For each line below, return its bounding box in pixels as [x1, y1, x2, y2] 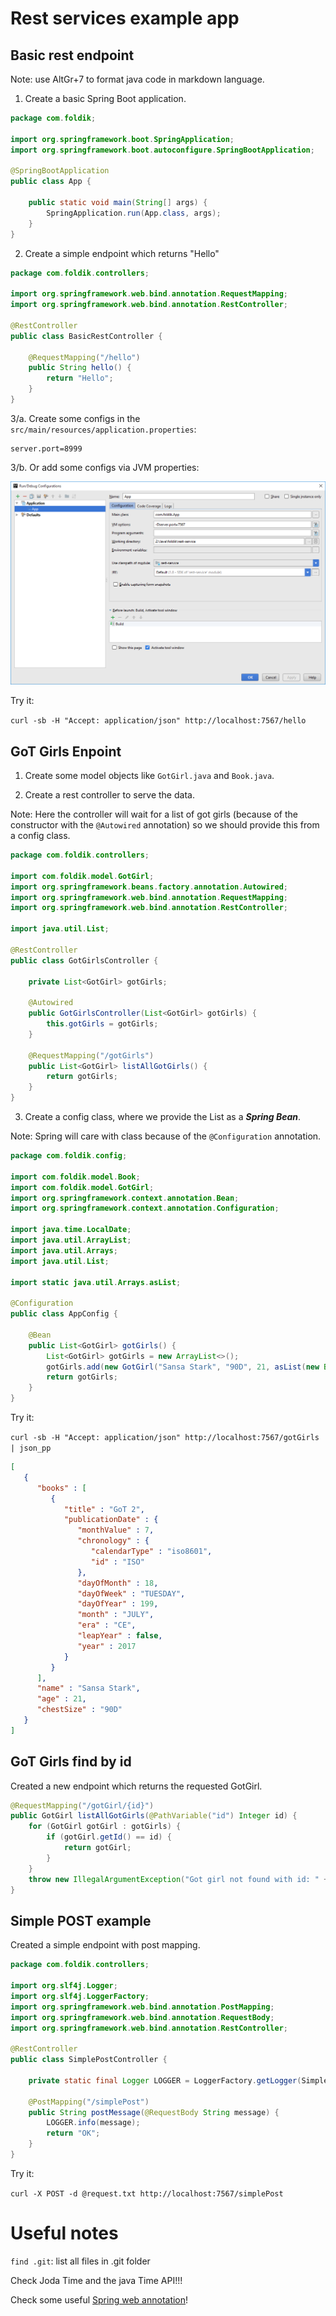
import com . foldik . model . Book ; [10, 1172, 141, 1182]
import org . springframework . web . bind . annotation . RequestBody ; [10, 2012, 275, 2022]
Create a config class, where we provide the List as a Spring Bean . [24, 1111, 302, 1123]
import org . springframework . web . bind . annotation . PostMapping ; [10, 2002, 275, 2012]
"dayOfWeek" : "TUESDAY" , [77, 1588, 186, 1599]
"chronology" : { [77, 1536, 150, 1546]
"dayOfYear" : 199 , [77, 1599, 159, 1609]
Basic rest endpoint [10, 47, 135, 64]
